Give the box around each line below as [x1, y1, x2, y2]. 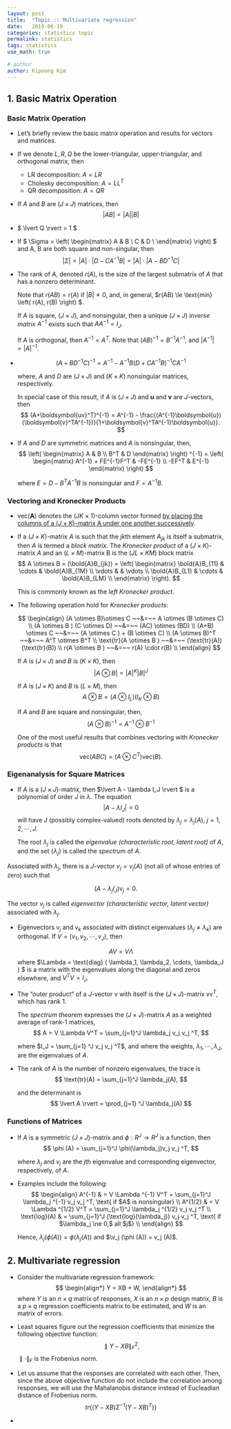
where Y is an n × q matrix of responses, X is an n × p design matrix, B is [17, 1295, 223, 1303]
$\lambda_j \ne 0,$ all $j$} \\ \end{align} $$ [59, 1219, 183, 1228]
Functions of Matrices [7, 1116, 83, 1126]
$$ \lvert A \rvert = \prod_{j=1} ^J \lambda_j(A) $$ [50, 1099, 192, 1107]
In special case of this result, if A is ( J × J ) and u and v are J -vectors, [17, 393, 214, 401]
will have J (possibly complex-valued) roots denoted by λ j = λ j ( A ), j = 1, [17, 815, 221, 826]
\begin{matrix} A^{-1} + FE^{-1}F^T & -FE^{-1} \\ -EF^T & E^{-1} [32, 457, 210, 465]
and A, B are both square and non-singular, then [17, 244, 154, 252]
